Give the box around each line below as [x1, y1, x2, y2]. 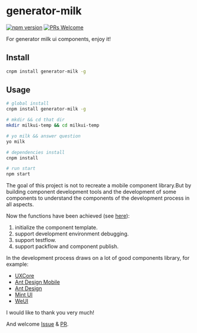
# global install [6, 100, 49, 106]
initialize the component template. [14, 224, 98, 231]
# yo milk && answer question [6, 133, 81, 139]
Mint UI [14, 291, 33, 299]
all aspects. [6, 201, 34, 208]
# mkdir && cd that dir [6, 117, 65, 123]
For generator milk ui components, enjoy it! [6, 35, 111, 42]
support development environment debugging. [14, 230, 129, 237]
